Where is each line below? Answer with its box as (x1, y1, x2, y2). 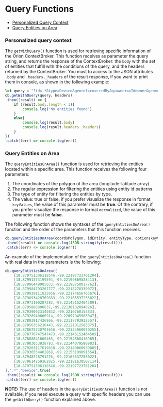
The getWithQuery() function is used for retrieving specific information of (5, 48, 151, 54)
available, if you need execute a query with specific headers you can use (5, 391, 151, 397)
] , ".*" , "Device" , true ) (5, 368, 51, 373)
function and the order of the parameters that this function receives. (5, 227, 142, 233)
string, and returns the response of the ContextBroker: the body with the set (5, 58, 156, 64)
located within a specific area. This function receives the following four (5, 166, 147, 172)
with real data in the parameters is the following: (5, 259, 101, 265)
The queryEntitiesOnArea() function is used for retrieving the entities (5, 161, 143, 167)
